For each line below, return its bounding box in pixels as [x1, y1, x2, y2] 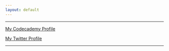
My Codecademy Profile [5, 25, 55, 31]
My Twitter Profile [5, 35, 42, 41]
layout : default [5, 7, 39, 12]
